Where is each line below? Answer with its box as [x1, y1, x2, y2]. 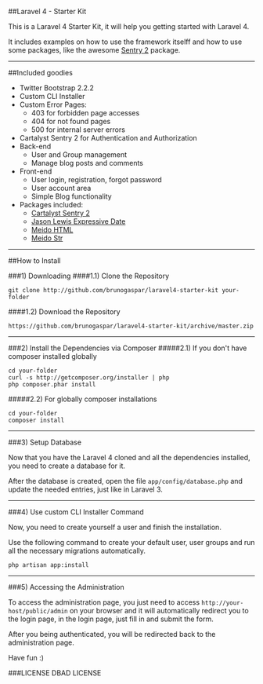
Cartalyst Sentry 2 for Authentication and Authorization [19, 134, 197, 142]
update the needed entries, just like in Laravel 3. [8, 485, 163, 494]
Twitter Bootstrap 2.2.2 [19, 83, 94, 93]
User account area [31, 184, 92, 192]
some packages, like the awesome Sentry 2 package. [8, 46, 181, 54]
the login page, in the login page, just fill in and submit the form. [8, 614, 214, 624]
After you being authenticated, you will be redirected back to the [8, 630, 216, 638]
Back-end [19, 141, 52, 151]
